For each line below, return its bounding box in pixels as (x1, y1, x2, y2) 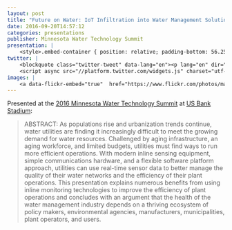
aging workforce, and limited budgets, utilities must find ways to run (23, 142, 217, 150)
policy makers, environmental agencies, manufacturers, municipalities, (23, 208, 225, 216)
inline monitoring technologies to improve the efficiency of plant (23, 186, 206, 194)
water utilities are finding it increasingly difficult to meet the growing (23, 127, 218, 136)
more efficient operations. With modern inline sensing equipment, (23, 149, 211, 158)
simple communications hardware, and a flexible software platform (23, 156, 214, 165)
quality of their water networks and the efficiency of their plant (23, 171, 202, 180)
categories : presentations (7, 29, 85, 36)
